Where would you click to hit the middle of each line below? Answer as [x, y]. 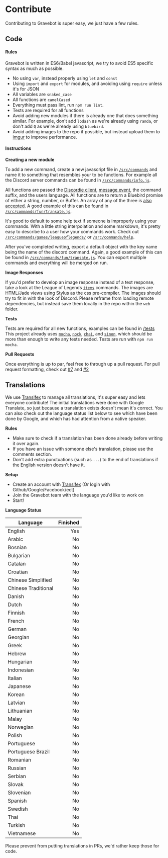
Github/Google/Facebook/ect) [43, 489]
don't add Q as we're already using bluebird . [58, 126]
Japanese [19, 686]
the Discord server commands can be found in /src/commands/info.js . [78, 180]
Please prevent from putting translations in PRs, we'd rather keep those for [82, 845]
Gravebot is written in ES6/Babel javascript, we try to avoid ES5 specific [79, 63]
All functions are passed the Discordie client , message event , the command [83, 190]
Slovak [16, 784]
